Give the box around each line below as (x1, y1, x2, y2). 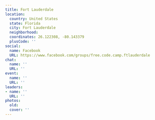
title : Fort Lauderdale (5, 7, 54, 12)
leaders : (5, 84, 23, 90)
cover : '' (9, 107, 29, 113)
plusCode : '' (9, 39, 36, 44)
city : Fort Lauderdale (9, 25, 56, 30)
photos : (5, 98, 21, 103)
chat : (5, 57, 16, 62)
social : (5, 44, 21, 48)
